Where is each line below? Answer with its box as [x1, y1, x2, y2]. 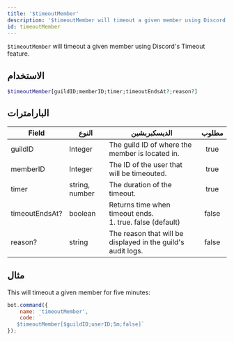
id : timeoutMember [7, 23, 61, 30]
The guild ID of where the [109, 140, 192, 150]
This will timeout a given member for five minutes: [7, 288, 151, 296]
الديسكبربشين [131, 128, 173, 138]
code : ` [19, 315, 42, 322]
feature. [7, 49, 30, 58]
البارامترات [7, 107, 49, 119]
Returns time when [109, 200, 171, 209]
